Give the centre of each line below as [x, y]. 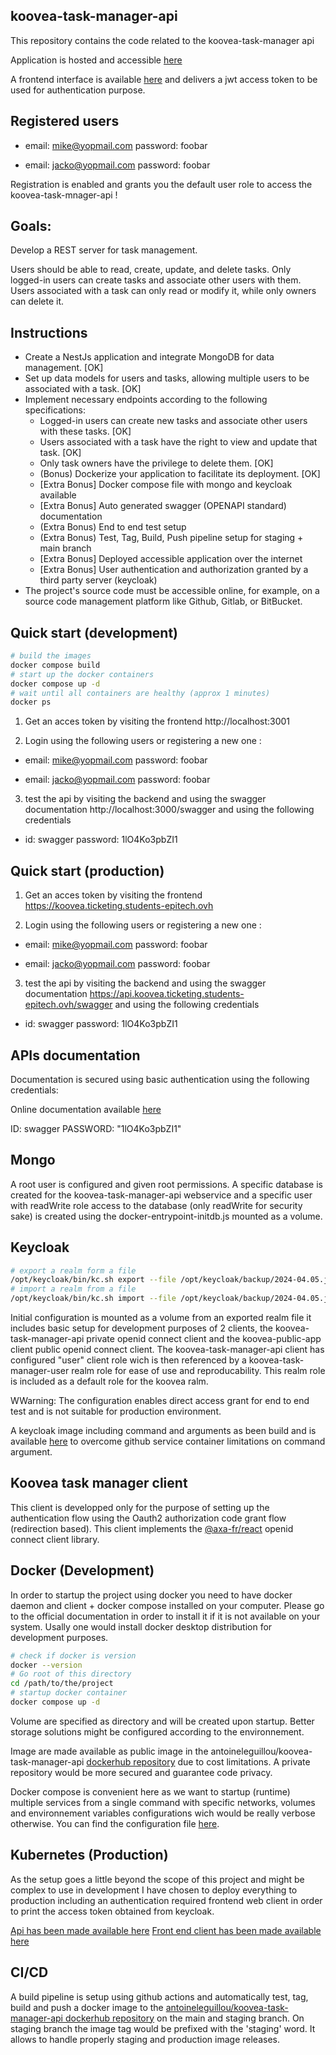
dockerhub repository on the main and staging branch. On [184, 2018]
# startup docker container [69, 1693]
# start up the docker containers [82, 674]
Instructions [49, 332]
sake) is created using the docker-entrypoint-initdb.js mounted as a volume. [166, 1216]
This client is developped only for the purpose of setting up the [140, 1507]
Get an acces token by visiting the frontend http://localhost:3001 [157, 721]
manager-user [40, 1371]
